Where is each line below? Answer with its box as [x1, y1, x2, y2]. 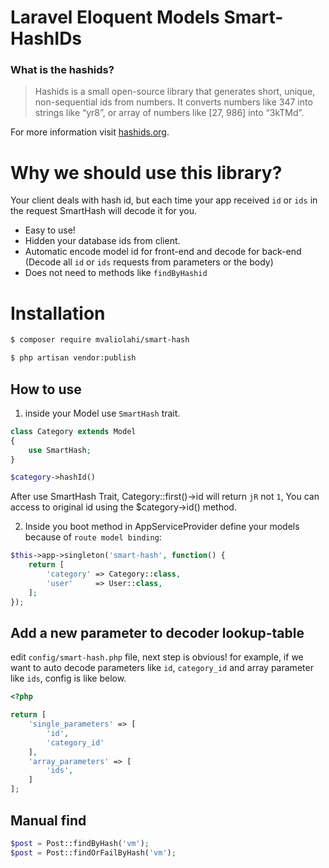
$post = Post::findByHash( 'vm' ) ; [10, 838, 150, 848]
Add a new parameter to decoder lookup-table [10, 624, 305, 641]
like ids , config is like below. [10, 672, 127, 685]
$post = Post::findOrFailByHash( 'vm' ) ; [10, 847, 177, 858]
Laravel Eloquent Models [10, 6, 220, 29]
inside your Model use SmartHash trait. [24, 407, 181, 419]
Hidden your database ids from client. [24, 235, 181, 247]
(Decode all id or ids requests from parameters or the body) [24, 256, 274, 268]
